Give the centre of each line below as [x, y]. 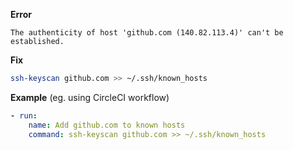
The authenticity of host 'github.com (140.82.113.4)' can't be [147, 33]
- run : [24, 115]
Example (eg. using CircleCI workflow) [90, 97]
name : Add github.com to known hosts [107, 125]
